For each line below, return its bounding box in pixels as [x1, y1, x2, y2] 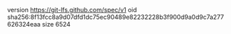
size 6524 [41, 20, 71, 28]
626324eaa [7, 20, 40, 28]
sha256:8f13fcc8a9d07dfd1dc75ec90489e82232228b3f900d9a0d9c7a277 [7, 13, 225, 21]
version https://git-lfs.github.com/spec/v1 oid [7, 6, 137, 14]
